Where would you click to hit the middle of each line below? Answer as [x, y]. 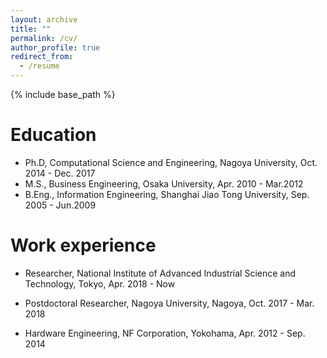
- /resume [39, 66]
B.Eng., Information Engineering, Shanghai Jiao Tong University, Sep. [167, 194]
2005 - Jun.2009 [60, 205]
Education [53, 135]
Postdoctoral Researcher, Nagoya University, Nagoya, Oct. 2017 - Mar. [169, 303]
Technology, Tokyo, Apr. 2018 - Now [100, 283]
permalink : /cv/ [44, 38]
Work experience [83, 245]
